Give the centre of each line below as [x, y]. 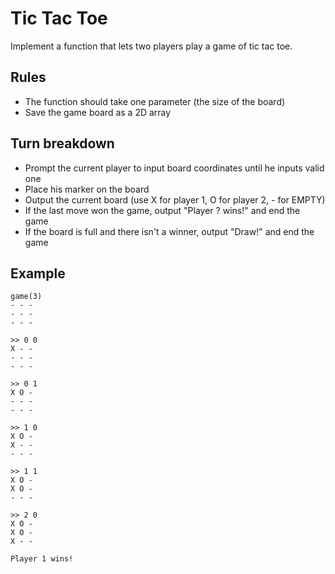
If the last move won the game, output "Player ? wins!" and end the [162, 210]
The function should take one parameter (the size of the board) [155, 101]
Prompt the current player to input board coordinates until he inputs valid [174, 168]
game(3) [26, 297]
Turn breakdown [62, 143]
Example [38, 273]
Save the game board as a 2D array [98, 112]
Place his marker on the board [87, 189]
